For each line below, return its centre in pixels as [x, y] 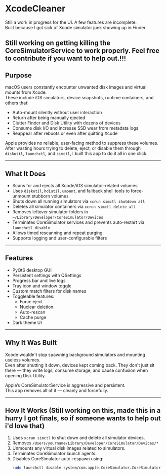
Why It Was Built [31, 343]
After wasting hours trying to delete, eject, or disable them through [73, 148]
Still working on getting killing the [58, 43]
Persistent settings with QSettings [47, 275]
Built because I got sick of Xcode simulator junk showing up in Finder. [76, 27]
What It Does [25, 174]
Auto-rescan [32, 312]
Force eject [31, 301]
